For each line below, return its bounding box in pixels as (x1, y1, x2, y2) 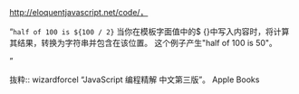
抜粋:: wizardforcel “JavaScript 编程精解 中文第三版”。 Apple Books (9, 74, 260, 85)
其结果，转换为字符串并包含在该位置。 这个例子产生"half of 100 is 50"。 (9, 38, 278, 48)
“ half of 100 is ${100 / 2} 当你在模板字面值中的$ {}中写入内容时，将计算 (9, 26, 290, 37)
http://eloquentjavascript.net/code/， (9, 7, 149, 17)
